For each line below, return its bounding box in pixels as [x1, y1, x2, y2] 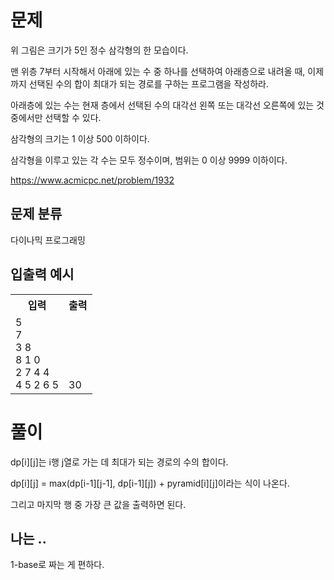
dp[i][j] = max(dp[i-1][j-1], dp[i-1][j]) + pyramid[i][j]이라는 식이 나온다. [10, 477, 290, 489]
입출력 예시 [10, 266, 75, 283]
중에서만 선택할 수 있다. [10, 111, 102, 123]
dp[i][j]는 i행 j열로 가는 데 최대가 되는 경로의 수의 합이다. [10, 456, 229, 468]
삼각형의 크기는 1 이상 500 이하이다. [10, 132, 150, 145]
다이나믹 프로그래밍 [10, 234, 86, 246]
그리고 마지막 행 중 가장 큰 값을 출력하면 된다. [10, 498, 187, 510]
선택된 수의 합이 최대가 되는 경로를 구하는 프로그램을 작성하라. [28, 77, 269, 90]
